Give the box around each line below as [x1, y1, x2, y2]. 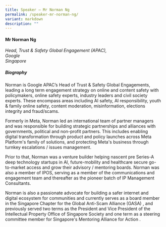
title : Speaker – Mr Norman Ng [5, 7, 70, 12]
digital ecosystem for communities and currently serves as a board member [5, 195, 160, 201]
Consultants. [5, 180, 31, 186]
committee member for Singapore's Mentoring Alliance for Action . [5, 217, 141, 223]
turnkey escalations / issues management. [5, 145, 92, 151]
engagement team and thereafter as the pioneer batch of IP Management [5, 175, 155, 181]
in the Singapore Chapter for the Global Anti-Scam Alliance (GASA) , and [5, 201, 153, 207]
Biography [5, 70, 27, 76]
